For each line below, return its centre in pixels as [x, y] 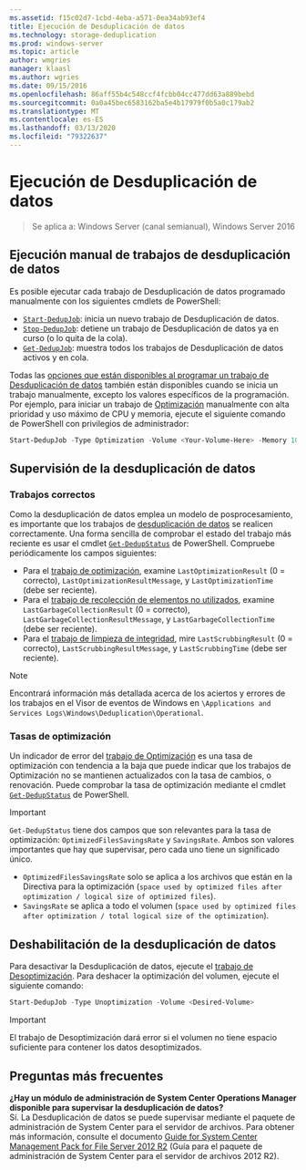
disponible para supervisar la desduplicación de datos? [117, 1107]
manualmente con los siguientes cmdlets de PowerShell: [115, 301]
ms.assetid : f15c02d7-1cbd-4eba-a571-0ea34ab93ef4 [107, 18]
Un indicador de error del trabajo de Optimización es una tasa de [131, 756]
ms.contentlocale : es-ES [56, 119]
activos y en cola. [56, 357]
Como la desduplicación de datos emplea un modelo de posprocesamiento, [151, 514]
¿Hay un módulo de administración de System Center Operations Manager [153, 1098]
